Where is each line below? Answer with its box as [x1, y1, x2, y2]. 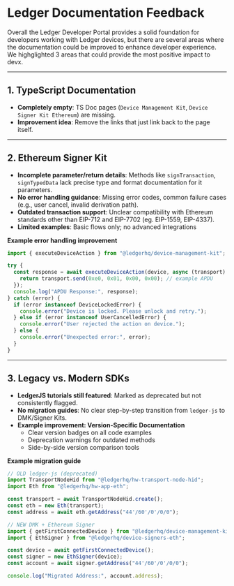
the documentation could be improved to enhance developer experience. [7, 43, 217, 51]
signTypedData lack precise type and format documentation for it [17, 178, 203, 186]
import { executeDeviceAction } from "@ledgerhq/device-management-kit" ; [7, 249, 226, 256]
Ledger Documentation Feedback [7, 5, 205, 21]
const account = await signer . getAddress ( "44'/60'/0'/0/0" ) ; [7, 560, 189, 567]
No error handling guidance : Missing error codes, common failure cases [17, 193, 227, 201]
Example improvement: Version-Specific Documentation [17, 420, 185, 429]
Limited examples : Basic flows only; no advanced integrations [17, 222, 197, 231]
